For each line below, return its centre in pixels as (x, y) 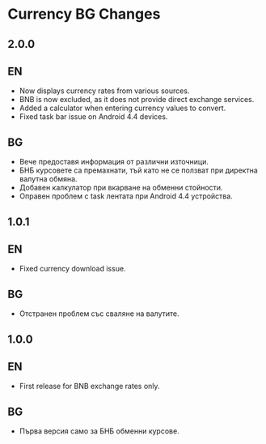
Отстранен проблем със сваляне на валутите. (99, 314)
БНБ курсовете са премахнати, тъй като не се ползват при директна (138, 170)
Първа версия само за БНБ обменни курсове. (99, 431)
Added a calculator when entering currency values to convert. (122, 108)
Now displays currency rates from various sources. (104, 91)
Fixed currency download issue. (72, 269)
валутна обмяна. (48, 179)
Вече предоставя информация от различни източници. (114, 162)
